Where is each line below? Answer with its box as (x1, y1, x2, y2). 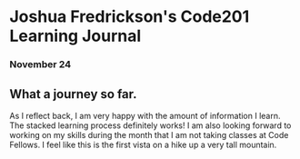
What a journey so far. (9, 86, 138, 102)
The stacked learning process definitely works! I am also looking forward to (9, 120, 292, 131)
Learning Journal (9, 25, 142, 46)
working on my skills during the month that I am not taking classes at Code (9, 129, 289, 140)
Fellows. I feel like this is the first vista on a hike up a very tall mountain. (9, 139, 277, 150)
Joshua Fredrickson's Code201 (9, 6, 250, 27)
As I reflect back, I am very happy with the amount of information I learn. (9, 110, 281, 121)
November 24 (9, 58, 72, 71)
